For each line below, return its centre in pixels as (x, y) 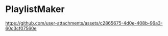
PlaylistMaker (35, 9)
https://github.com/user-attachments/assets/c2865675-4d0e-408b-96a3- (84, 23)
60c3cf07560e (21, 28)
